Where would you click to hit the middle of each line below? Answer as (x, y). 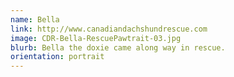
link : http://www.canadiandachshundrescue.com (109, 29)
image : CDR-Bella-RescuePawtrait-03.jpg (96, 38)
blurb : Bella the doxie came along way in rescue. (118, 47)
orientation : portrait (57, 57)
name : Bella (35, 19)
